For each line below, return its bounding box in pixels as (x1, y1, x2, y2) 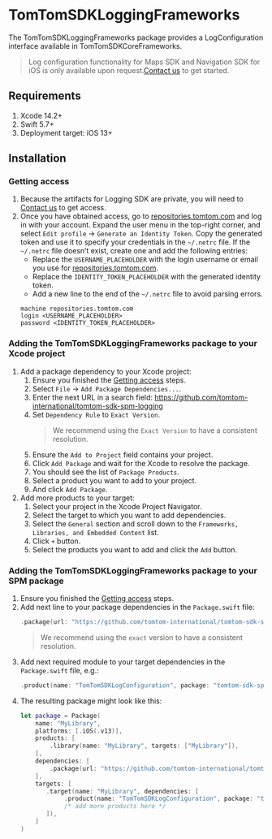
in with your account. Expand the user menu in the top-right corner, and (19, 220, 261, 230)
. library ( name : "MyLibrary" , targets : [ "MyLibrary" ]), (50, 742, 240, 750)
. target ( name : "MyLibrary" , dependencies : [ (45, 787, 199, 795)
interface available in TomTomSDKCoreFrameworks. (8, 41, 183, 50)
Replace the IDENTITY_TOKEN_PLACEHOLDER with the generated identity (32, 272, 261, 282)
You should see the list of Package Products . (32, 467, 180, 477)
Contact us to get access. (19, 203, 107, 213)
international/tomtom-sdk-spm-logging (32, 400, 164, 411)
